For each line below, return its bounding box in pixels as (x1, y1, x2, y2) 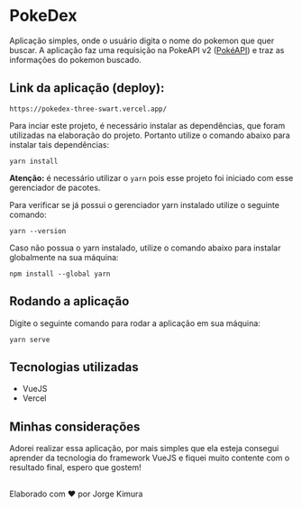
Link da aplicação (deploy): (9, 80, 165, 95)
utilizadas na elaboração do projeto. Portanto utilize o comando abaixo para (9, 130, 290, 141)
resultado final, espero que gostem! (9, 462, 142, 473)
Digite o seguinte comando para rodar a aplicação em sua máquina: (9, 317, 261, 329)
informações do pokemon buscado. (9, 54, 142, 65)
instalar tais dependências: (9, 139, 110, 150)
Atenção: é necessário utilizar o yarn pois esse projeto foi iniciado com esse (9, 172, 294, 183)
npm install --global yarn (9, 269, 111, 278)
